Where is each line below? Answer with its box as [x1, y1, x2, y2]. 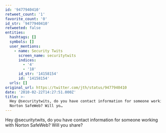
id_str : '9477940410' [5, 21, 50, 26]
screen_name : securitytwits [18, 53, 77, 58]
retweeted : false [5, 26, 41, 31]
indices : [18, 58, 37, 63]
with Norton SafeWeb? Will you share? [5, 122, 83, 128]
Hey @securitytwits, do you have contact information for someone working [5, 117, 158, 123]
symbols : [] [9, 39, 35, 44]
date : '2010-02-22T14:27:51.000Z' [5, 90, 77, 95]
